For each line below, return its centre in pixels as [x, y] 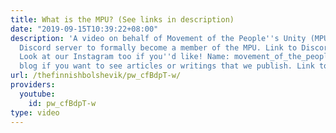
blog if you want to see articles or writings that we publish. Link [167, 66]
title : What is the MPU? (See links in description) [122, 19]
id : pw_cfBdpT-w [62, 103]
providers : [33, 85]
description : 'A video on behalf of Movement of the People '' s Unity [158, 38]
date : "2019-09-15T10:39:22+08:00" [84, 29]
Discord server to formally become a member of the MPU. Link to [158, 47]
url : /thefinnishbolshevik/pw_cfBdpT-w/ [96, 76]
